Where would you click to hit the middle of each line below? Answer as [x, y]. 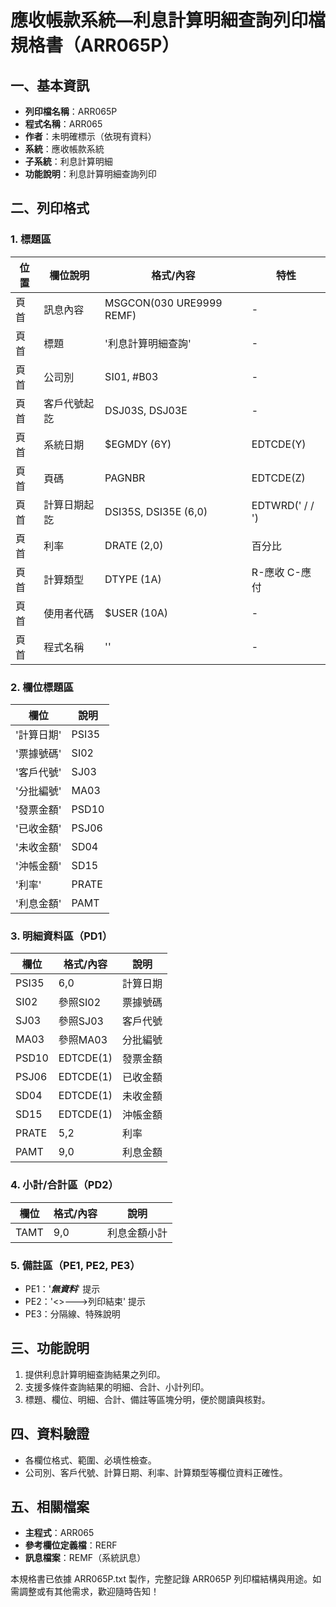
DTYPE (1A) [133, 579]
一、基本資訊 [50, 85]
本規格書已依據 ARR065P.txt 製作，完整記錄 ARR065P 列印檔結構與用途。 [161, 1579]
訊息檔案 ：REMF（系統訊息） [85, 1558]
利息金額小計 [137, 1233]
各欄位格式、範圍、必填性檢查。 [90, 1460]
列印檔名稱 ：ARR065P [71, 111]
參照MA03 [83, 1040]
